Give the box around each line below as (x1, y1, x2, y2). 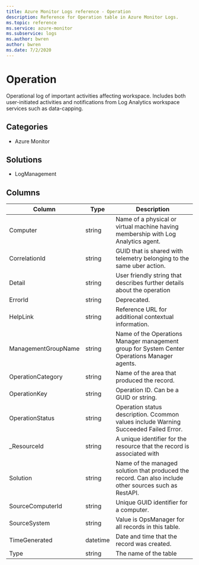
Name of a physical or (115, 215, 176, 224)
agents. (115, 359, 137, 367)
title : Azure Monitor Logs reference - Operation (6, 8, 131, 15)
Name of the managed (115, 459, 178, 467)
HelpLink (9, 313, 34, 321)
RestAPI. (115, 489, 139, 497)
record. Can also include (115, 474, 184, 482)
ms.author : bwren (6, 36, 49, 42)
